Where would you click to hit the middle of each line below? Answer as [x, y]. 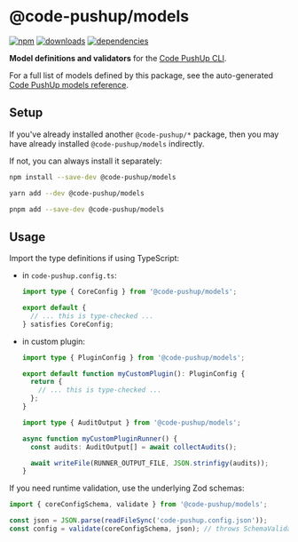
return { [47, 382]
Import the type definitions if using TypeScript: [94, 259]
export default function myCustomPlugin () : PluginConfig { [133, 374]
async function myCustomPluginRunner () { [100, 438]
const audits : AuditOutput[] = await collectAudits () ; [134, 447]
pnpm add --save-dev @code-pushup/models [87, 209]
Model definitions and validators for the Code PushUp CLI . [118, 58]
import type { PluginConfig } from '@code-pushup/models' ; [133, 357]
